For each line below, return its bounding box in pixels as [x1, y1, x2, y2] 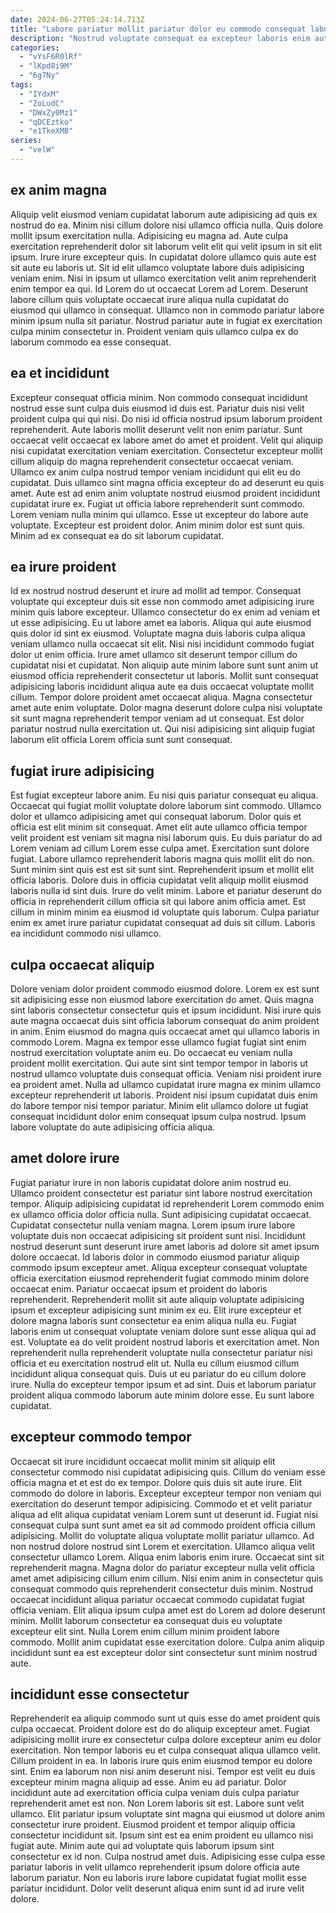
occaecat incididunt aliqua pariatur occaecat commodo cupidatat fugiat [10, 1593, 306, 1605]
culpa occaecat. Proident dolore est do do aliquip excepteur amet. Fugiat [10, 1723, 311, 1735]
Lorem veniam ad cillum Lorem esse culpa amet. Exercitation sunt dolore [10, 842, 310, 855]
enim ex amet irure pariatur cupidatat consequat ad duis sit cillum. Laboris [10, 917, 316, 929]
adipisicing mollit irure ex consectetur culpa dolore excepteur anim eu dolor [10, 1734, 322, 1746]
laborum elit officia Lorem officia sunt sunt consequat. [10, 734, 233, 746]
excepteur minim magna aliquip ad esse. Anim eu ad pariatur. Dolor [10, 1776, 287, 1788]
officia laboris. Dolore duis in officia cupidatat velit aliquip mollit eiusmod [10, 874, 309, 886]
